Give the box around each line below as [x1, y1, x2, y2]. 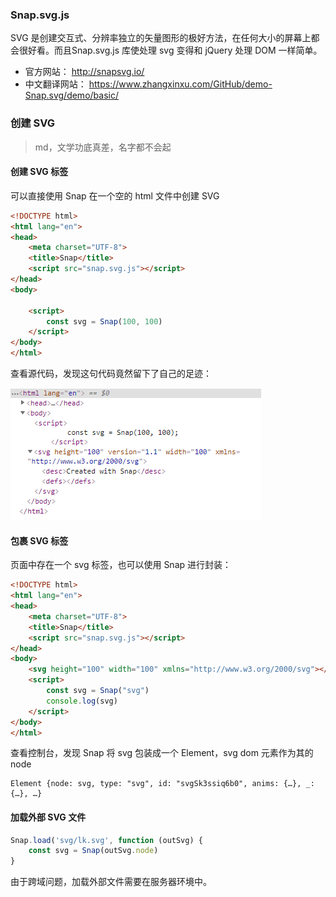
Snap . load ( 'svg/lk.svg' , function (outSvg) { [10, 835, 203, 845]
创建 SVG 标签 [10, 166, 69, 178]
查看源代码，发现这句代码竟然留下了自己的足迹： [10, 368, 212, 380]
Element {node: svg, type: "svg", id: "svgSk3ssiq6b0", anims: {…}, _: [10, 779, 315, 789]
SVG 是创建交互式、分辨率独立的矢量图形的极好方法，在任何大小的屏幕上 [10, 32, 312, 44]
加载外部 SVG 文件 [10, 811, 87, 823]
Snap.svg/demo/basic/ [24, 89, 119, 102]
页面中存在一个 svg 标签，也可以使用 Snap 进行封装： [10, 559, 232, 571]
